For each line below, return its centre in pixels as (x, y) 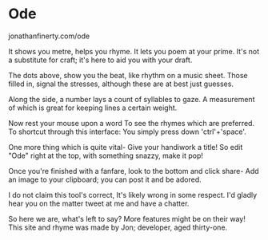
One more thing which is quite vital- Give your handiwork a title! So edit (126, 147)
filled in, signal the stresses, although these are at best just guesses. (121, 84)
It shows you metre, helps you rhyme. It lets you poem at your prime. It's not (134, 51)
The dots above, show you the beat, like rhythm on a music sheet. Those (128, 75)
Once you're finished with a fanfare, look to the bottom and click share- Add (134, 171)
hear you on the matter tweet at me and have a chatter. (99, 203)
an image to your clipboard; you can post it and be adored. (105, 179)
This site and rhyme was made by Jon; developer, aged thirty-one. (118, 227)
